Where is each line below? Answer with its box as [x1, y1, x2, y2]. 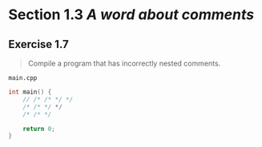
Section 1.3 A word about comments [8, 6, 255, 24]
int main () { [8, 88, 52, 96]
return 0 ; [22, 125, 56, 133]
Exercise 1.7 [8, 38, 70, 51]
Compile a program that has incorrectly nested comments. [27, 58, 221, 68]
